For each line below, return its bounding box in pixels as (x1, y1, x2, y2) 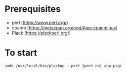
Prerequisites (4, 3, 61, 15)
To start (4, 48, 38, 58)
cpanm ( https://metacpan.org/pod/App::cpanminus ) (11, 24, 118, 30)
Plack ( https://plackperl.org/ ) (11, 30, 71, 36)
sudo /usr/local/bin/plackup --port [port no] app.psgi (4, 63, 122, 68)
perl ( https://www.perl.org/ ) (11, 20, 69, 25)
